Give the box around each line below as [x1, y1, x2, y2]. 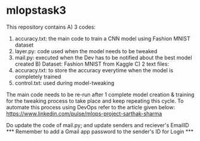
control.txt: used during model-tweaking [14, 79, 115, 87]
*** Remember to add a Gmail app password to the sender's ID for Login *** [6, 128, 194, 135]
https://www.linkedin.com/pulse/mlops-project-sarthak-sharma [6, 110, 162, 117]
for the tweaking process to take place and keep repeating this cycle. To [6, 97, 184, 105]
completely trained [14, 73, 61, 80]
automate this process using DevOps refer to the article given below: [6, 103, 176, 111]
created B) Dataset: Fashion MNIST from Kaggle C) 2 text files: [14, 60, 169, 68]
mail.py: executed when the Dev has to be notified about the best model [14, 54, 192, 61]
